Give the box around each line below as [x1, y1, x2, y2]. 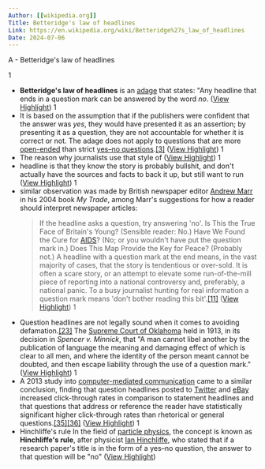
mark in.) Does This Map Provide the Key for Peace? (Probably [39, 244, 243, 253]
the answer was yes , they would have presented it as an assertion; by [19, 119, 246, 129]
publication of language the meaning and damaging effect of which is [19, 343, 246, 352]
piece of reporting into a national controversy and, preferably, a [39, 277, 246, 287]
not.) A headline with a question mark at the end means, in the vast [39, 252, 257, 261]
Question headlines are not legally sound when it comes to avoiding [19, 317, 240, 328]
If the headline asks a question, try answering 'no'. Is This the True [39, 219, 256, 228]
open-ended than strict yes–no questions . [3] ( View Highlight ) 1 [19, 144, 224, 154]
